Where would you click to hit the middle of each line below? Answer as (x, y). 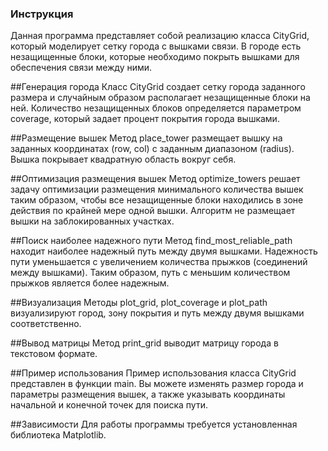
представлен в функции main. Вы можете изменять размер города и (157, 384)
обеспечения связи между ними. (81, 68)
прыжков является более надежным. (90, 283)
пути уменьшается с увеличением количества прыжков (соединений (159, 262)
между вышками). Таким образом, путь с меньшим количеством (150, 273)
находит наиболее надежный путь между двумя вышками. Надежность (164, 251)
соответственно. (46, 324)
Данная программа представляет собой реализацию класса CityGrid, (160, 36)
